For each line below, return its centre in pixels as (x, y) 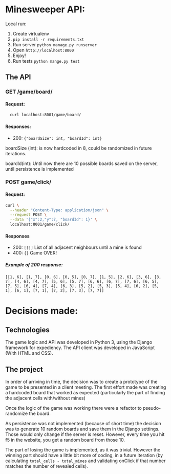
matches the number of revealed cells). (47, 466)
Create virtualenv (31, 33)
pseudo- (152, 408)
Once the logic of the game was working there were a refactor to (73, 408)
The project (24, 369)
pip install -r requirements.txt (48, 40)
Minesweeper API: (45, 10)
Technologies (28, 330)
